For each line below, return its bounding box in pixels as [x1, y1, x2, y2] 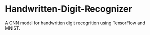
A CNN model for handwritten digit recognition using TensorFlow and [5, 20, 145, 26]
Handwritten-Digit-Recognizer [5, 3, 132, 15]
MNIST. [5, 25, 21, 31]
